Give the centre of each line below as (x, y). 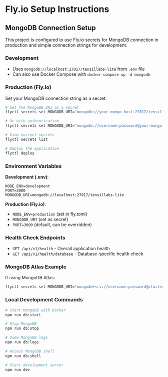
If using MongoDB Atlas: (30, 278)
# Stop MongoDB (21, 324)
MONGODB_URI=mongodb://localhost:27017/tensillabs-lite (64, 195)
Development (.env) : (27, 177)
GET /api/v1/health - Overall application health (61, 249)
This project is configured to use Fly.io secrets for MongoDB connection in (82, 40)
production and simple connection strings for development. (66, 45)
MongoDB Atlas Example (36, 267)
